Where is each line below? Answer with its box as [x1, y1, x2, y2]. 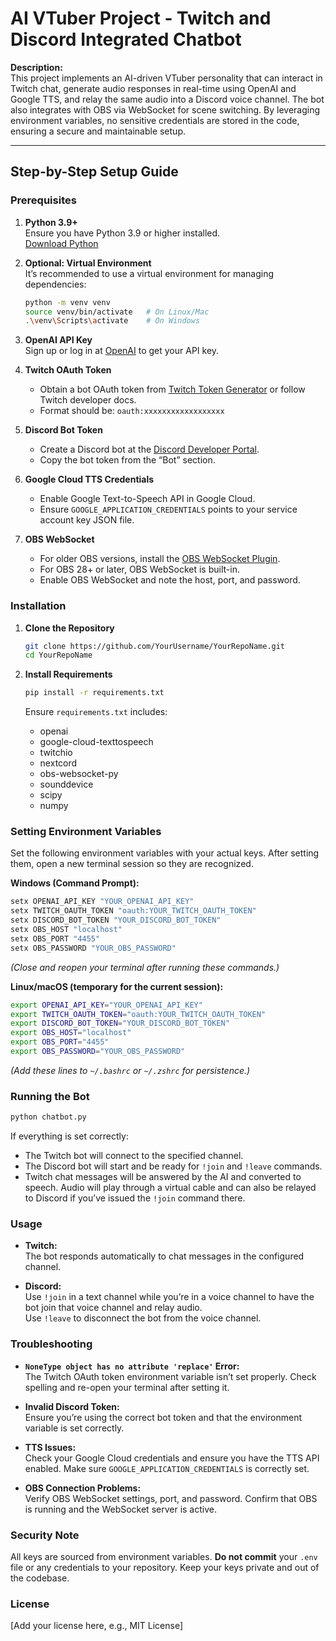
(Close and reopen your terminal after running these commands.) [10, 961, 280, 973]
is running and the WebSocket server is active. [24, 1503, 217, 1515]
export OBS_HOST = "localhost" [10, 1028, 132, 1038]
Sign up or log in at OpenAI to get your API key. [24, 345, 220, 357]
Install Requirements [24, 668, 113, 681]
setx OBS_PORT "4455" [10, 933, 101, 944]
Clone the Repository [24, 622, 115, 634]
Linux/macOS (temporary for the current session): [10, 980, 224, 992]
